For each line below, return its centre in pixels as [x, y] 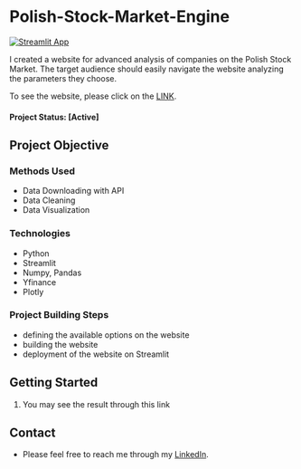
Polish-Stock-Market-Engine [120, 17]
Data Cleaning [49, 200]
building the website [60, 344]
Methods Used [42, 171]
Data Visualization [56, 210]
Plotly [33, 292]
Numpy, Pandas [52, 273]
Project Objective [59, 145]
